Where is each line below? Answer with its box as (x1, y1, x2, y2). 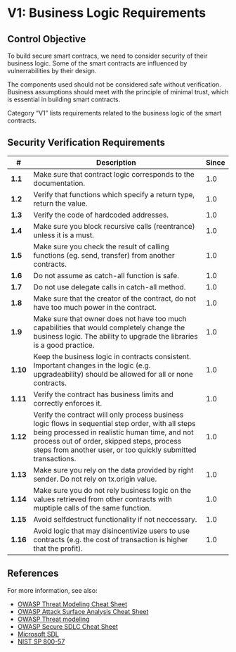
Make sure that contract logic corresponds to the (33, 169, 195, 179)
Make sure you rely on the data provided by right (33, 465, 194, 475)
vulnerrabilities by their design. (7, 67, 97, 75)
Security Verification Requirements (7, 137, 165, 149)
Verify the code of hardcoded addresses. (33, 210, 169, 220)
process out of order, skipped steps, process (33, 436, 181, 446)
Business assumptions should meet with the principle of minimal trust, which (7, 88, 229, 96)
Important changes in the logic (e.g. (33, 361, 151, 370)
